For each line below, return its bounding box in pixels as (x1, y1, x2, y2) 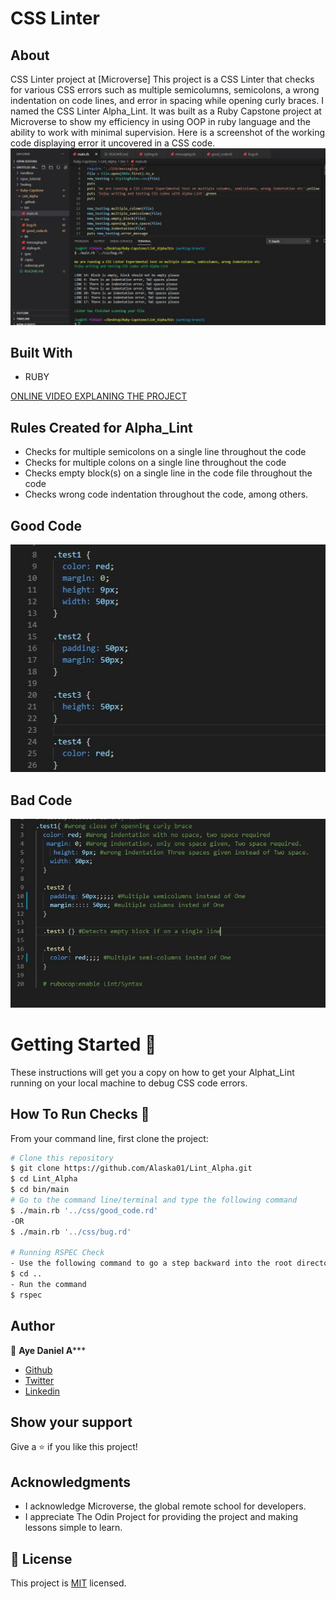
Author (10, 1318, 55, 1335)
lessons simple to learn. (24, 1522, 123, 1534)
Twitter (24, 1374, 55, 1386)
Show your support (10, 1413, 133, 1431)
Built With (10, 344, 73, 361)
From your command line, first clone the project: (10, 1132, 209, 1144)
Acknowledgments (10, 1473, 132, 1491)
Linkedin (24, 1385, 61, 1397)
